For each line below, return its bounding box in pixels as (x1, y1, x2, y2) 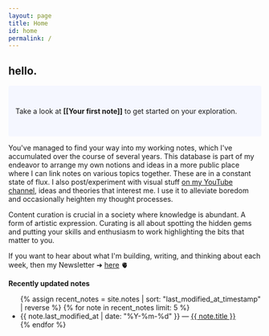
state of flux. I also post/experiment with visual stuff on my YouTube (8, 178, 233, 187)
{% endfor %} (19, 320, 67, 330)
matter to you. (8, 236, 55, 245)
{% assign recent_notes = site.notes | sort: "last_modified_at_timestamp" (19, 294, 261, 304)
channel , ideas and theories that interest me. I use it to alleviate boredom (8, 186, 249, 195)
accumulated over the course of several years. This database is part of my (8, 152, 255, 162)
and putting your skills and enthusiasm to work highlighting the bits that (8, 227, 245, 237)
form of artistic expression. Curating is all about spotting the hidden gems (8, 219, 252, 228)
